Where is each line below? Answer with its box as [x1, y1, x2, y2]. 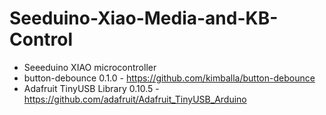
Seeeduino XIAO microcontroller [23, 61, 157, 73]
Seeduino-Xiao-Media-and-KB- [9, 7, 279, 30]
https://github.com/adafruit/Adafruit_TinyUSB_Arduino [23, 93, 247, 105]
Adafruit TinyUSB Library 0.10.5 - [23, 82, 160, 94]
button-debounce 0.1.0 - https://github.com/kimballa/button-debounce [23, 72, 316, 84]
